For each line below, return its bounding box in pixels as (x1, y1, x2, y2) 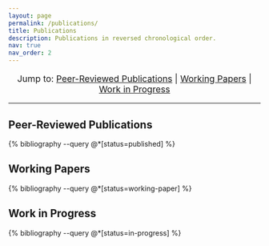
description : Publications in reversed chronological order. (8, 34, 217, 42)
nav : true (8, 42, 42, 50)
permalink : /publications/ (8, 19, 98, 27)
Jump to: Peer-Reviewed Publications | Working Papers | (17, 73, 252, 84)
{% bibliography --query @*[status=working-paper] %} (8, 183, 192, 193)
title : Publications (8, 26, 78, 34)
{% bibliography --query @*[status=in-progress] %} (8, 228, 182, 237)
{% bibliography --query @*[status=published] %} (8, 139, 176, 148)
